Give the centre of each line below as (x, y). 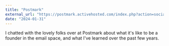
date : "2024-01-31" (26, 19)
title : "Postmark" (24, 10)
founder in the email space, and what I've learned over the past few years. (82, 38)
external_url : (20, 14)
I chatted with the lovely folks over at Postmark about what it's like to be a (81, 33)
